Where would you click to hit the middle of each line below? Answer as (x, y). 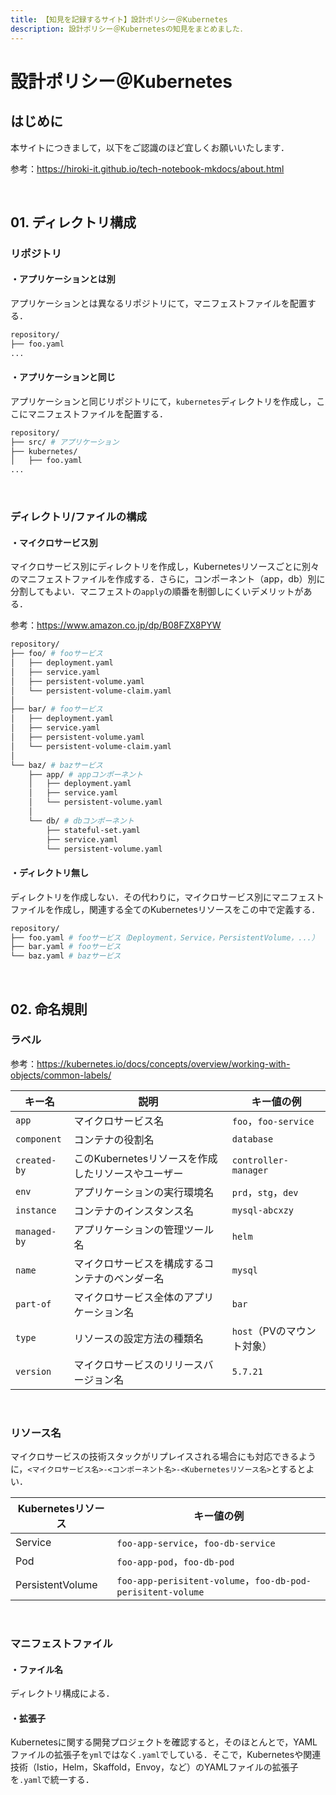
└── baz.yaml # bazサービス (66, 956)
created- (36, 1160)
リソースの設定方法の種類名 (138, 1338)
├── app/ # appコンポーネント (86, 774)
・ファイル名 (36, 1669)
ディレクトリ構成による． (62, 1693)
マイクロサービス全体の (129, 1297)
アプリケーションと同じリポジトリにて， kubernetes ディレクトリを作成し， (163, 401)
